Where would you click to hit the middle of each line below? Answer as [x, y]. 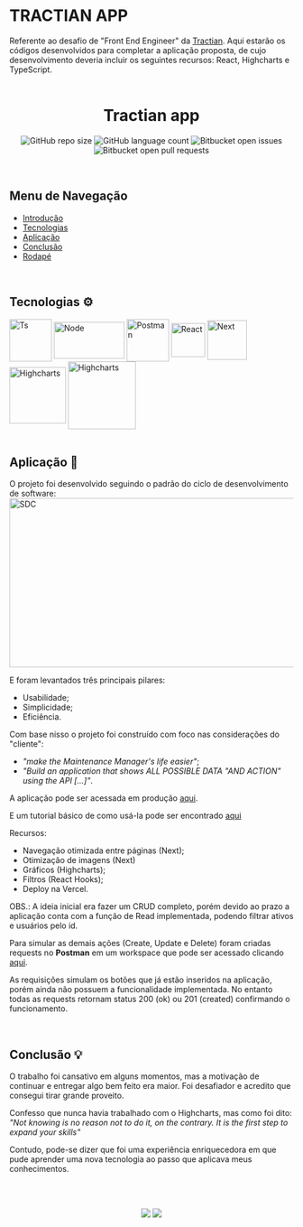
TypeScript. [31, 70]
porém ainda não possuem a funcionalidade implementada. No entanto [141, 990]
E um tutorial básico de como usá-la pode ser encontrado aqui [125, 816]
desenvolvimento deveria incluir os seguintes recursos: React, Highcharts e [150, 60]
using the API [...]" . [57, 781]
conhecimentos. [39, 1169]
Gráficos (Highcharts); [64, 870]
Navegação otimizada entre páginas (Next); [103, 851]
